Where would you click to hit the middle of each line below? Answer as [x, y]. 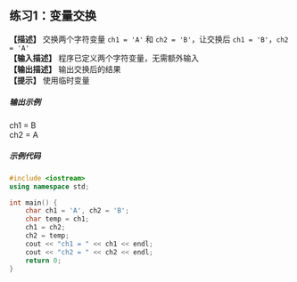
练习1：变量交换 [53, 16]
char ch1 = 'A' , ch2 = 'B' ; [77, 211]
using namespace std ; [49, 186]
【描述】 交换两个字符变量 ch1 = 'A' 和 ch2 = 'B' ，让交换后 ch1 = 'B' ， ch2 [149, 39]
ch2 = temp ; [47, 236]
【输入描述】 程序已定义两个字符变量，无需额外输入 [104, 58]
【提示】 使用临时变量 [49, 80]
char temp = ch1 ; [58, 219]
